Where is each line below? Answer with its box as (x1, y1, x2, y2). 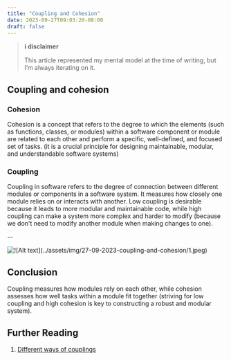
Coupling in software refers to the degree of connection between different (7, 183, 219, 191)
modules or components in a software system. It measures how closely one (7, 190, 223, 198)
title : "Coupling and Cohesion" (7, 10, 100, 17)
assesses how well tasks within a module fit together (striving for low (7, 292, 204, 300)
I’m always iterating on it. (24, 64, 95, 72)
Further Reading (7, 327, 79, 339)
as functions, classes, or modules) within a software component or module (7, 127, 220, 136)
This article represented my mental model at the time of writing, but (24, 56, 216, 64)
